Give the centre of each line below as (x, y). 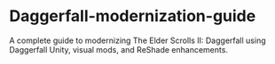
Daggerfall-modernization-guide (133, 16)
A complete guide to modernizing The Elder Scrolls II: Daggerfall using (137, 40)
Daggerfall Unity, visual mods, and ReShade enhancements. (119, 49)
